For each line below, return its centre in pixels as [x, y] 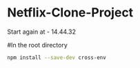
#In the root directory [37, 45]
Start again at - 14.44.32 [41, 32]
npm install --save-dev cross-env [57, 57]
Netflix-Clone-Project [70, 13]
